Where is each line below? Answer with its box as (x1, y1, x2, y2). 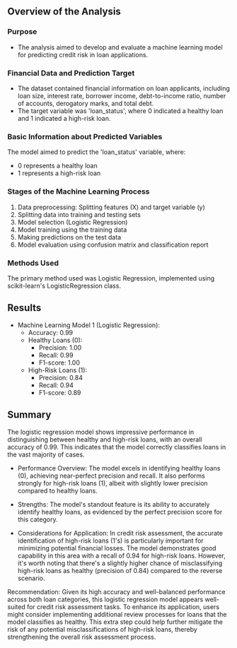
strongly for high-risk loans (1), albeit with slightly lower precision (17, 478, 208, 487)
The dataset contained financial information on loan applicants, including (17, 84, 230, 93)
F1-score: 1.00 (38, 358, 80, 367)
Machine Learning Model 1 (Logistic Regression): (17, 321, 161, 329)
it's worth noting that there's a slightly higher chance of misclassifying (17, 558, 223, 567)
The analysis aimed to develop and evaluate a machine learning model (17, 42, 223, 52)
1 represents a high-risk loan (17, 169, 101, 177)
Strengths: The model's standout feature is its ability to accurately (17, 500, 210, 508)
